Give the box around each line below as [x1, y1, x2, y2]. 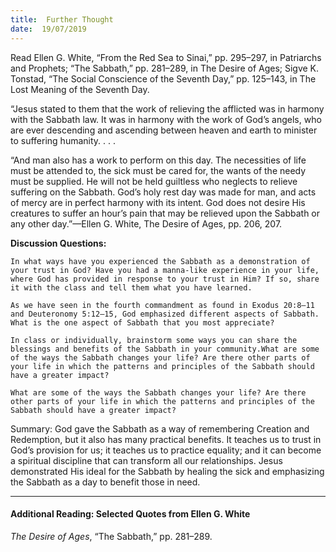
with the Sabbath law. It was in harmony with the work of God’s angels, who [10, 113, 322, 125]
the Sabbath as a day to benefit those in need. [10, 476, 201, 488]
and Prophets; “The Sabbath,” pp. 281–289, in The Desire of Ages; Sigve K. [10, 62, 320, 74]
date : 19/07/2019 [10, 24, 87, 34]
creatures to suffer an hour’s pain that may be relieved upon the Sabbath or [10, 207, 321, 219]
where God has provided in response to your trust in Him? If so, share [10, 274, 320, 284]
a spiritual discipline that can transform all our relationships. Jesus [10, 454, 283, 466]
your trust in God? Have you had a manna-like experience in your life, [10, 265, 320, 275]
